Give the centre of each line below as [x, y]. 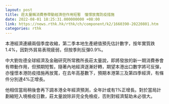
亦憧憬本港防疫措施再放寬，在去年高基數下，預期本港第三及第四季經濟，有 [82, 73]
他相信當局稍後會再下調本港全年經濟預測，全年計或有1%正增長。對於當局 [81, 90]
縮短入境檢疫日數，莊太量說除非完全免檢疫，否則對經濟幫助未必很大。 [82, 96]
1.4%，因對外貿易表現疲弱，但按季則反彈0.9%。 [56, 50]
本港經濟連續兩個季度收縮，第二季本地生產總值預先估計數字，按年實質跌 [80, 44]
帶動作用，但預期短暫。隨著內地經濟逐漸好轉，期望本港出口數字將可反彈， [87, 67]
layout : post [19, 10]
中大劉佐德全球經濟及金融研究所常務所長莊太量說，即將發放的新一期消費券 [82, 60]
